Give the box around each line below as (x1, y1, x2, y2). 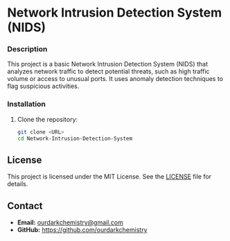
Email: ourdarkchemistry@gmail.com (17, 218, 123, 226)
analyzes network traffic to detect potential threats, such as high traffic (7, 67, 210, 75)
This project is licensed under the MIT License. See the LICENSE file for (7, 172, 212, 181)
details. (7, 180, 28, 188)
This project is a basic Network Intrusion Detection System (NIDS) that (7, 60, 208, 69)
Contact (7, 199, 43, 212)
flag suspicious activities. (7, 82, 80, 91)
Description (7, 44, 48, 54)
